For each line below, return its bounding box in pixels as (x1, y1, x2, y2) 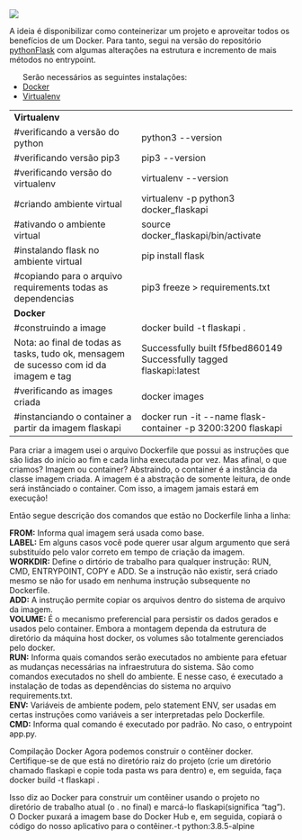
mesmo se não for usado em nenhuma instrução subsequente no (9, 575, 251, 586)
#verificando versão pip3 (13, 152, 120, 164)
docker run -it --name (141, 411, 239, 422)
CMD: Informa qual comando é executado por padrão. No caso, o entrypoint (9, 719, 293, 729)
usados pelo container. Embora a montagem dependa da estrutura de (9, 623, 267, 634)
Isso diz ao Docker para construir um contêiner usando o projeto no (9, 792, 261, 802)
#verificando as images (13, 384, 113, 397)
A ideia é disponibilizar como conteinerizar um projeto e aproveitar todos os (9, 26, 290, 36)
